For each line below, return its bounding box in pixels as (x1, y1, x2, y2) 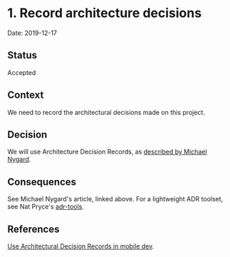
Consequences (7, 176, 77, 188)
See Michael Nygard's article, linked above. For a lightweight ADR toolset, (7, 195, 224, 203)
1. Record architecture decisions (7, 5, 202, 21)
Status (7, 49, 38, 61)
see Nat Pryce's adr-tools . (7, 202, 84, 211)
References (7, 223, 60, 235)
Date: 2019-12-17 (7, 29, 58, 37)
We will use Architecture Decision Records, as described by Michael (7, 148, 208, 156)
